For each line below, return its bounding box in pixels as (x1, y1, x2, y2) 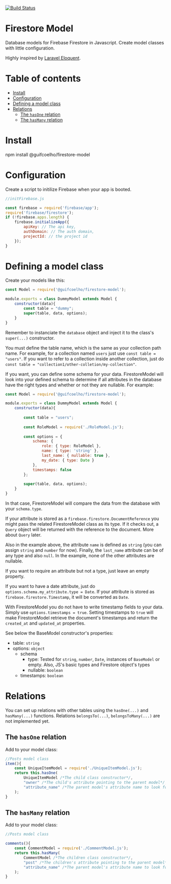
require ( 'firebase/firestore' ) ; (5, 210, 74, 215)
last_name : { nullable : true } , (41, 453, 110, 458)
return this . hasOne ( (14, 771, 58, 776)
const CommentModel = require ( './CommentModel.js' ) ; (14, 846, 129, 851)
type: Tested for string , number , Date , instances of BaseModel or (27, 656, 160, 662)
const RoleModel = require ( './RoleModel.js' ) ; (23, 424, 124, 430)
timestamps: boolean (20, 672, 64, 678)
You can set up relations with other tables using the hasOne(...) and (5, 707, 149, 713)
